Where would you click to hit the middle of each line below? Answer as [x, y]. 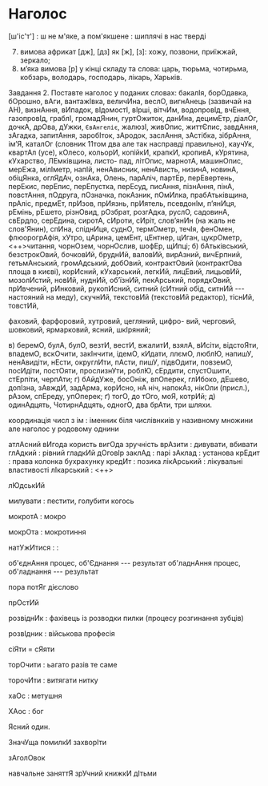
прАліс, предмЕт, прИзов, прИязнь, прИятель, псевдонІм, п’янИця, [122, 203]
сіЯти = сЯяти [32, 649]
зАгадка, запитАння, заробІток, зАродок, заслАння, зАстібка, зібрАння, [130, 135]
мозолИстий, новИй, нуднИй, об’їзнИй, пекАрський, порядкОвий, [120, 280]
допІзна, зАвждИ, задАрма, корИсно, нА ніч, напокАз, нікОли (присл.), [129, 387]
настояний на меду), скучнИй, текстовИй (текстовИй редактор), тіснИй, [131, 296]
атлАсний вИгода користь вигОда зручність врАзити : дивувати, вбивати [133, 444]
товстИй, [24, 305]
